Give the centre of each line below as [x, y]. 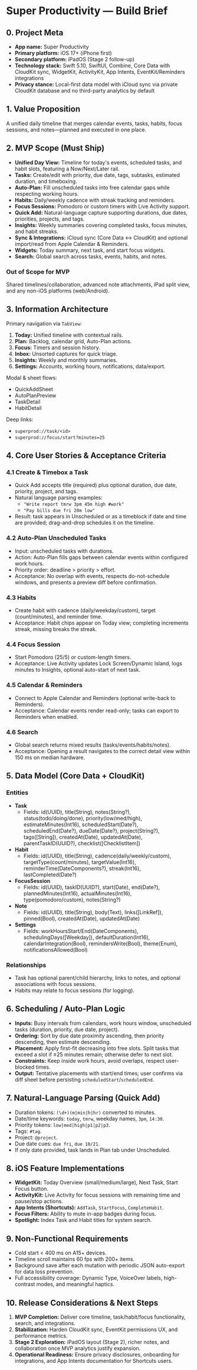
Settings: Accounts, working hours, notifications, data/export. [90, 366]
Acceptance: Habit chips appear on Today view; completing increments [101, 623]
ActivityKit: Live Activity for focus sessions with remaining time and [98, 1195]
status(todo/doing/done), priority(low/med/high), [83, 818]
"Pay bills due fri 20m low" [59, 511]
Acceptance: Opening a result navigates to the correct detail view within [102, 751]
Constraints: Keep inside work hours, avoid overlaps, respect [90, 1060]
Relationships [26, 965]
